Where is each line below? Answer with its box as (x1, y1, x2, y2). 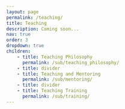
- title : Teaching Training (17, 88, 87, 94)
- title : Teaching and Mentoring (17, 71, 101, 77)
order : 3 (6, 37, 28, 43)
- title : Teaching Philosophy (17, 54, 93, 60)
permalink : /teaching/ (6, 15, 63, 21)
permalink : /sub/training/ (22, 93, 90, 99)
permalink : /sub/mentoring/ (22, 76, 93, 82)
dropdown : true (6, 43, 44, 49)
